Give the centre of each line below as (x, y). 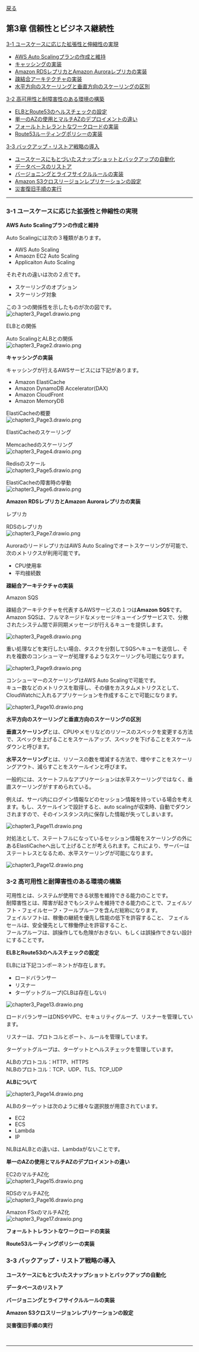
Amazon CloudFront (39, 395)
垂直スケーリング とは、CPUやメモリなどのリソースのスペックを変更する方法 (99, 732)
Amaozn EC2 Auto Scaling (47, 256)
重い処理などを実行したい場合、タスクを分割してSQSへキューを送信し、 (94, 649)
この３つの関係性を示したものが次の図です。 (60, 307)
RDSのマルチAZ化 (28, 1194)
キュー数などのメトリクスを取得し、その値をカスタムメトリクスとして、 (94, 688)
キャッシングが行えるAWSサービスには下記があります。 (74, 370)
